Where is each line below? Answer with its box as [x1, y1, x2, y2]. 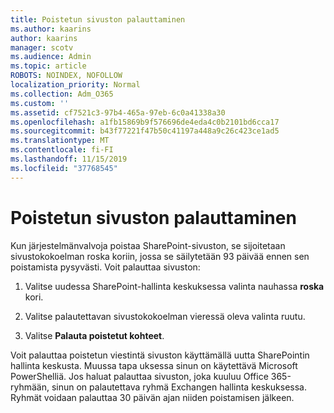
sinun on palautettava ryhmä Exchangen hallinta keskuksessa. [51, 381, 307, 393]
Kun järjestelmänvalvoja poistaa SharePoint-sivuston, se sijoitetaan [10, 239, 286, 251]
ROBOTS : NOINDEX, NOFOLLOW [10, 71, 123, 81]
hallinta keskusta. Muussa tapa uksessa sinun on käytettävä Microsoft [10, 359, 298, 371]
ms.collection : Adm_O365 [10, 89, 114, 99]
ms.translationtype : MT [10, 136, 110, 146]
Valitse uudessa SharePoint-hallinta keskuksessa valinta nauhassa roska [24, 280, 325, 292]
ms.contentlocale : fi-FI [10, 145, 114, 155]
